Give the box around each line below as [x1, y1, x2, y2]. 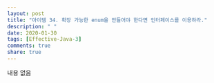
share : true [7, 49, 41, 56]
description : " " [7, 23, 57, 30]
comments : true [7, 42, 51, 49]
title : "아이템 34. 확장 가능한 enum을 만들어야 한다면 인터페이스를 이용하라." [7, 17, 208, 24]
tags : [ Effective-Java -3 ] [7, 36, 81, 43]
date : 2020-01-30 [7, 29, 57, 37]
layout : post [7, 10, 45, 17]
